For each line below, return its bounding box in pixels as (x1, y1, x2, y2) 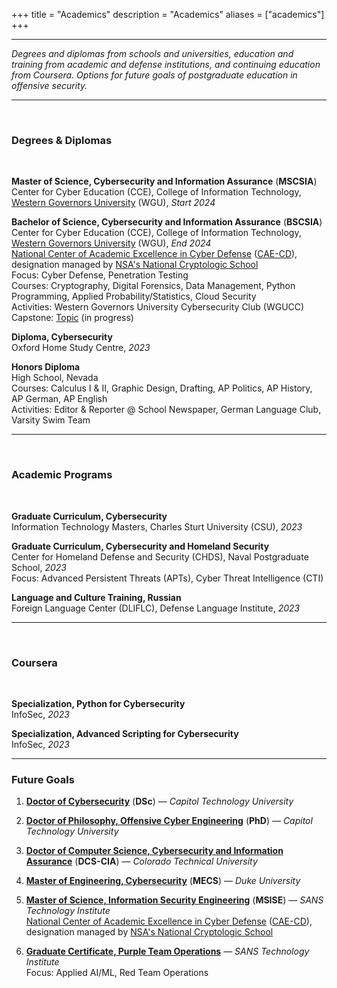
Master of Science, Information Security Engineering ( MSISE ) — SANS (25, 894, 324, 906)
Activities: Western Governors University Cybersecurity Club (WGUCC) (11, 301, 305, 313)
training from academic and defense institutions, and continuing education (11, 59, 321, 70)
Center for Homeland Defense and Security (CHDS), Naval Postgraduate (11, 550, 309, 563)
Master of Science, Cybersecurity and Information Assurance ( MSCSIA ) (11, 175, 318, 188)
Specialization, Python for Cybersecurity (11, 697, 186, 709)
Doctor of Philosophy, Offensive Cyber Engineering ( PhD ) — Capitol (25, 815, 313, 827)
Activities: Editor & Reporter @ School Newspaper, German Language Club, (11, 404, 322, 416)
